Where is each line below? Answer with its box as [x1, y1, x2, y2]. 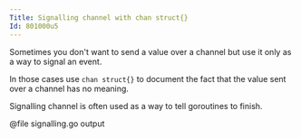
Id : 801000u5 [9, 22, 59, 31]
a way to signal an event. [9, 56, 102, 67]
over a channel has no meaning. [9, 83, 130, 94]
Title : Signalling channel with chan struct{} [9, 13, 189, 23]
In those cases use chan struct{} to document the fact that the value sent [9, 73, 286, 84]
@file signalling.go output [9, 118, 105, 129]
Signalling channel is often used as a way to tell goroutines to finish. [9, 100, 263, 111]
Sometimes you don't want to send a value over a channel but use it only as [9, 46, 292, 57]
